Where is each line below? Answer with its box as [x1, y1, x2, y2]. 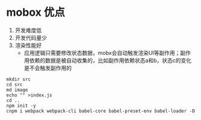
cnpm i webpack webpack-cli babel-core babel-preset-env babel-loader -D [6, 108, 196, 114]
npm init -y [6, 103, 36, 109]
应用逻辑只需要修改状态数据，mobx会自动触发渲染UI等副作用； [23, 49, 181, 56]
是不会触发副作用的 [23, 64, 72, 71]
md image [6, 87, 28, 93]
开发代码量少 [14, 34, 47, 41]
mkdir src [6, 76, 31, 82]
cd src [6, 81, 23, 87]
